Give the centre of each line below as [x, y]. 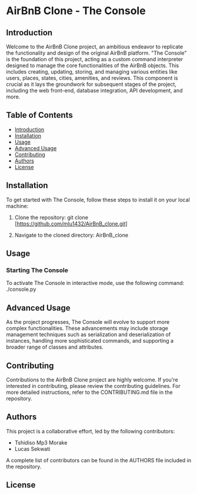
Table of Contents [40, 115]
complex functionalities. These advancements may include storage [87, 329]
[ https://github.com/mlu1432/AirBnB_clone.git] [71, 223]
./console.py [21, 289]
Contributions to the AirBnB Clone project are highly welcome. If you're [92, 379]
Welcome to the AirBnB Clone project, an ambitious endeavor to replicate [95, 47]
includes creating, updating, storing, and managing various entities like [92, 72]
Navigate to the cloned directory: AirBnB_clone [71, 235]
